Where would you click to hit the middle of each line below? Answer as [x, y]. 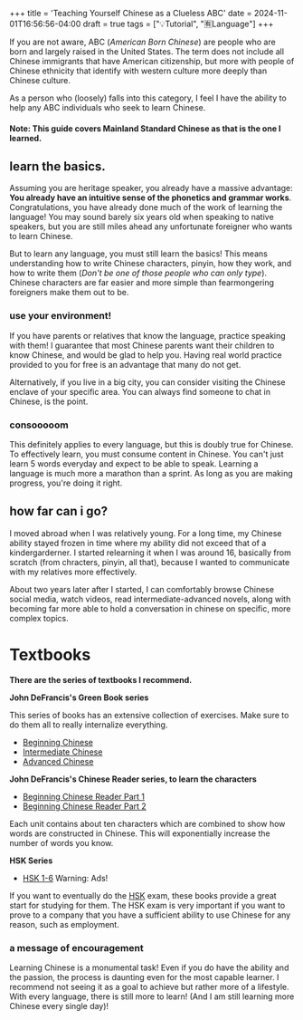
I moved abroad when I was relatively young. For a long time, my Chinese [146, 533]
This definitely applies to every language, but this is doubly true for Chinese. [151, 444]
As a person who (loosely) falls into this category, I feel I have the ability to [148, 98]
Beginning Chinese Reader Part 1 [84, 796]
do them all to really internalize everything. [89, 725]
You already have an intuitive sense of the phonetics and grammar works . [151, 197]
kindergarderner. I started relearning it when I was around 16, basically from [150, 553]
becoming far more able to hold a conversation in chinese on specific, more [150, 608]
